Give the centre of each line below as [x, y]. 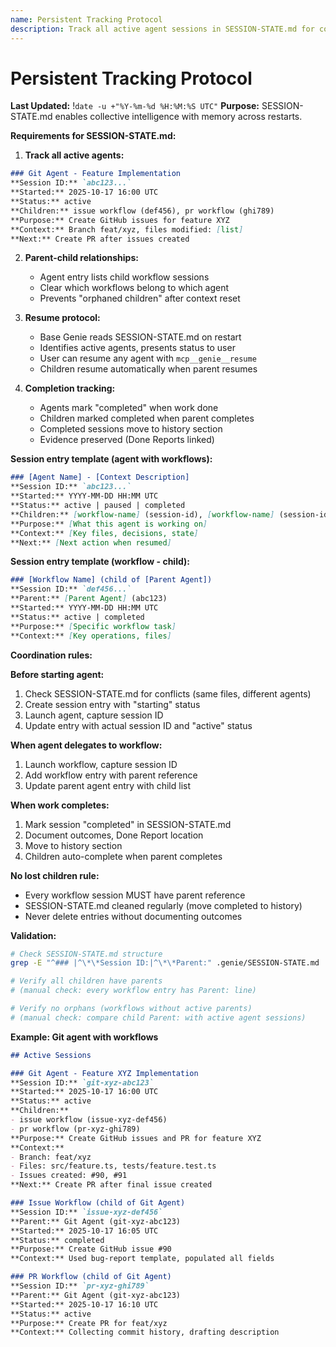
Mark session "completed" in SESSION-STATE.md [128, 824]
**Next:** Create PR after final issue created [111, 1185]
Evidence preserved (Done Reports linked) [127, 440]
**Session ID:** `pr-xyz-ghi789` [80, 1286]
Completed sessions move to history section [131, 429]
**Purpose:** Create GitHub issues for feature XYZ [120, 220]
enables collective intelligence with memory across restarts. [178, 117]
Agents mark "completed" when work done [129, 408]
